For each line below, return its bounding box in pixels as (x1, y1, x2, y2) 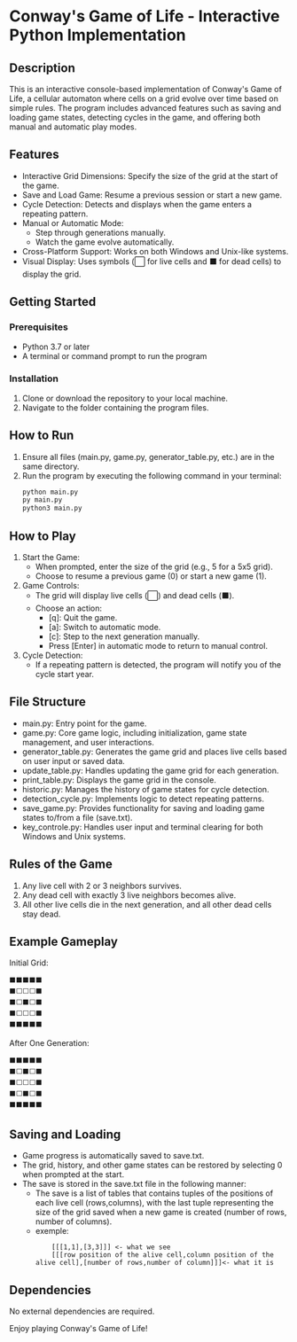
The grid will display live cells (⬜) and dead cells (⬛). (35, 590, 235, 601)
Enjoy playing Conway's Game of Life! (9, 1323, 148, 1334)
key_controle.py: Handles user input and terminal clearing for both (21, 822, 263, 832)
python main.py (21, 488, 79, 496)
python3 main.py (21, 503, 82, 513)
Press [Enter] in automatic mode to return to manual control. (48, 641, 269, 651)
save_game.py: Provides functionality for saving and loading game (21, 802, 265, 813)
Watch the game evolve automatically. (35, 237, 175, 247)
